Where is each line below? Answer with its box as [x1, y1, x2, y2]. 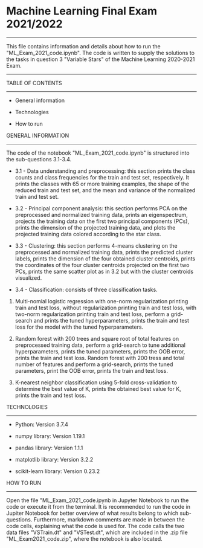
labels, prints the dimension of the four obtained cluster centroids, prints [14, 255, 195, 262]
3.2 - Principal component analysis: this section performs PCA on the [14, 204, 187, 212]
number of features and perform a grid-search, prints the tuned [14, 361, 173, 368]
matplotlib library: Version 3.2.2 [14, 456, 94, 463]
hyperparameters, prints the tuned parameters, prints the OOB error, [14, 347, 185, 355]
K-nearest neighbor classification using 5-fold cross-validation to [14, 379, 177, 386]
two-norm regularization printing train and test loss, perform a [14, 310, 170, 318]
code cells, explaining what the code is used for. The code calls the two [6, 522, 185, 529]
